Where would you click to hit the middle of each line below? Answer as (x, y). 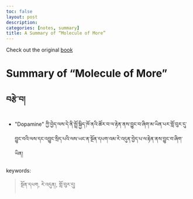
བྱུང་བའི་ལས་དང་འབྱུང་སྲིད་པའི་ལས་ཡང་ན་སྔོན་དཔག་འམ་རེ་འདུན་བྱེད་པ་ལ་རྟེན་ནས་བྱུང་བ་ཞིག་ (99, 139)
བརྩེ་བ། (16, 99)
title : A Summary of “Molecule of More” (56, 33)
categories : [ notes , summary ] (43, 28)
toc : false (19, 11)
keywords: (18, 171)
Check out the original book (39, 50)
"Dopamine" (29, 124)
